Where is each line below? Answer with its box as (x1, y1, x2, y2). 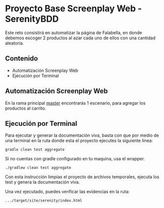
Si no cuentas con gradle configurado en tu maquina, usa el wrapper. (5, 156, 145, 162)
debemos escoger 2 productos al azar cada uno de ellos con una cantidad (5, 35, 156, 41)
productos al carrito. (5, 105, 47, 111)
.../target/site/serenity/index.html (5, 198, 82, 203)
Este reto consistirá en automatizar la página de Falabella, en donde (5, 30, 142, 35)
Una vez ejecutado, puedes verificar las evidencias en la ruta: (5, 189, 130, 195)
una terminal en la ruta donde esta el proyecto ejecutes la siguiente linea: (5, 138, 153, 144)
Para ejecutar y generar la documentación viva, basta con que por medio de (5, 132, 160, 138)
